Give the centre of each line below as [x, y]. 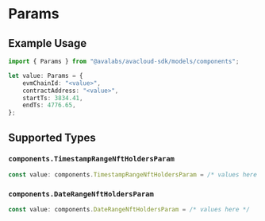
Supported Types [52, 137]
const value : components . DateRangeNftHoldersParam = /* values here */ [129, 209]
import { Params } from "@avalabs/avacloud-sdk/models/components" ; [124, 61]
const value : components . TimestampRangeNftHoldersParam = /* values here [133, 174]
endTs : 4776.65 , [50, 105]
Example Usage [48, 43]
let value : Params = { [46, 76]
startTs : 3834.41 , [53, 98]
